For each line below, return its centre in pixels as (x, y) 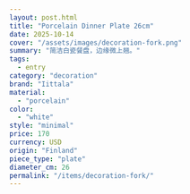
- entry (32, 68)
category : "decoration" (54, 76)
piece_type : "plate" (48, 159)
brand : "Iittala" (42, 84)
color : (22, 109)
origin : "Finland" (43, 150)
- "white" (35, 117)
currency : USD (36, 142)
